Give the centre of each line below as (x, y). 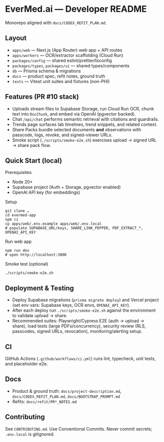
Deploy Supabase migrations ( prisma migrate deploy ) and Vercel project (85, 300)
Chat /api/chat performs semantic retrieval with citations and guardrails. (85, 119)
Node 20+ (23, 182)
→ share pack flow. (32, 145)
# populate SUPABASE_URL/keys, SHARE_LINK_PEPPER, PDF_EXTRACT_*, (74, 228)
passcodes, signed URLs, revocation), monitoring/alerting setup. (77, 331)
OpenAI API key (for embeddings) (46, 192)
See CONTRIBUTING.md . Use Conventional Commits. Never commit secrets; (79, 429)
